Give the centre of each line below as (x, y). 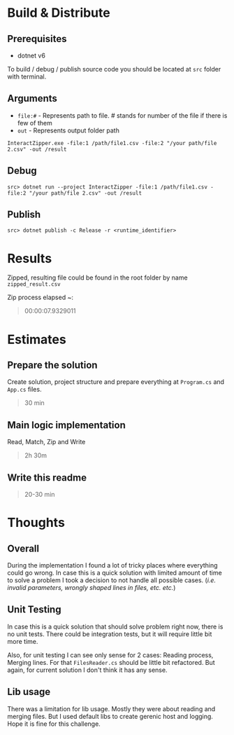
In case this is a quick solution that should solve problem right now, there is (115, 626)
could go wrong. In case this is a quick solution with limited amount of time (115, 573)
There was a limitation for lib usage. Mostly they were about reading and (111, 708)
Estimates (37, 339)
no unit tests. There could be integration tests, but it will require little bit (110, 634)
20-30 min (39, 494)
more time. (23, 641)
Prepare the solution (52, 365)
